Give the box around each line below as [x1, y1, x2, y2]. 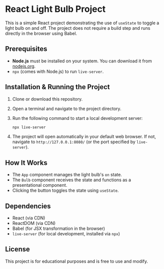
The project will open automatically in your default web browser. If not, [12, 134, 157, 140]
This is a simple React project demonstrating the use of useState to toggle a [5, 20, 160, 26]
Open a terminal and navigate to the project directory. [12, 106, 122, 111]
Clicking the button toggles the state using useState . [12, 187, 119, 194]
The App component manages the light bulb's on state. [12, 172, 122, 178]
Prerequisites [5, 45, 47, 53]
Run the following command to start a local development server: [12, 115, 143, 121]
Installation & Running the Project [5, 83, 110, 91]
